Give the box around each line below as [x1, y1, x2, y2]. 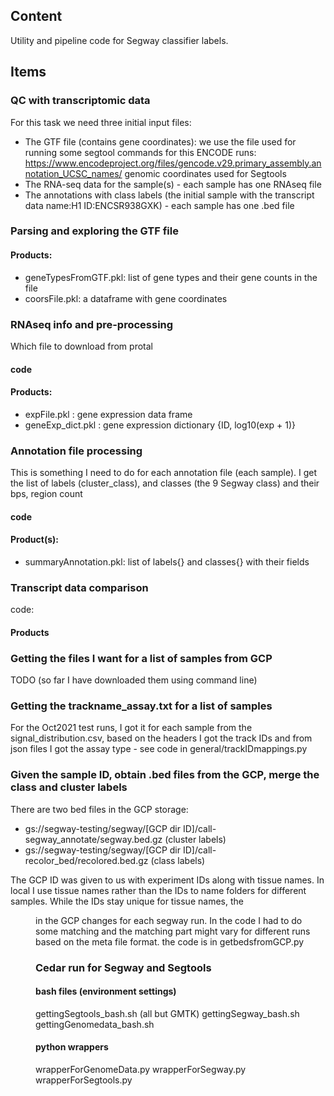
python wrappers [35, 1041, 109, 1053]
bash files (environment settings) [35, 985, 177, 998]
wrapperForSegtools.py [35, 1074, 133, 1086]
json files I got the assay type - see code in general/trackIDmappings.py [10, 743, 308, 755]
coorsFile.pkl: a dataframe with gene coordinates [24, 292, 228, 304]
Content [10, 8, 63, 25]
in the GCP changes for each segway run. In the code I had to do [35, 914, 303, 926]
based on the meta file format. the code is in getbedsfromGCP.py [35, 935, 305, 948]
